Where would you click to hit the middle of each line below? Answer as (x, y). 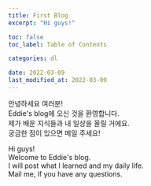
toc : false (26, 37)
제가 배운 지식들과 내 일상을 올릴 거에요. (69, 123)
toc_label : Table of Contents (58, 44)
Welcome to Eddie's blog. (50, 157)
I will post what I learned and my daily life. (76, 166)
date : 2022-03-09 (37, 73)
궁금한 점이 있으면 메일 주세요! (54, 133)
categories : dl (33, 59)
